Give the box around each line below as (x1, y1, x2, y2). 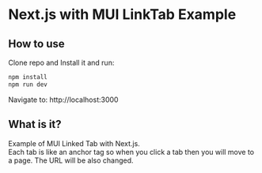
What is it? (8, 118, 62, 131)
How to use (8, 37, 65, 51)
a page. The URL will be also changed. (8, 156, 134, 165)
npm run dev (8, 81, 47, 88)
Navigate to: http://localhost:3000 (8, 95, 119, 104)
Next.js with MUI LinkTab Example (8, 6, 237, 24)
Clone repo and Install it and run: (8, 58, 115, 67)
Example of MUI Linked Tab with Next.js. (8, 138, 140, 148)
